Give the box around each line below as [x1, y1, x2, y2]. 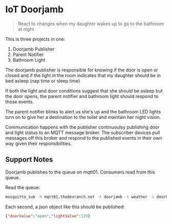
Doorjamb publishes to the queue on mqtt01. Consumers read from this [5, 169, 155, 175]
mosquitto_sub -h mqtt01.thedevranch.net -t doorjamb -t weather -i [5, 194, 155, 199]
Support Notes [5, 155, 53, 164]
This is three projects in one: [5, 36, 66, 42]
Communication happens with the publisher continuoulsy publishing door [5, 124, 160, 130]
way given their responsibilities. [5, 140, 72, 146]
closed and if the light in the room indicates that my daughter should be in [5, 72, 161, 78]
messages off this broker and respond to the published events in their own [5, 135, 162, 141]
